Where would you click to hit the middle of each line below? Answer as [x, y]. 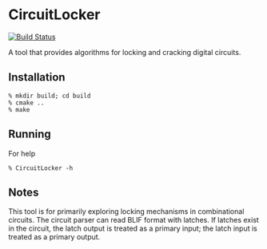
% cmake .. [26, 103]
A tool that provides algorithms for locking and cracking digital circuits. [125, 52]
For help [22, 153]
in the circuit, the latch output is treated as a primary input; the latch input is [133, 228]
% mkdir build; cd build [50, 96]
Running [30, 134]
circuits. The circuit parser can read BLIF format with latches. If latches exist [134, 220]
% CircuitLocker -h [41, 168]
